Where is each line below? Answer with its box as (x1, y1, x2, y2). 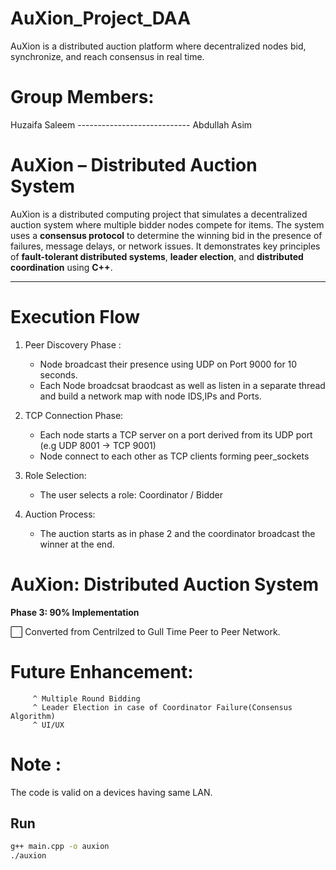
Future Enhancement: (10, 660, 194, 683)
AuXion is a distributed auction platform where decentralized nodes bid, (10, 40, 307, 52)
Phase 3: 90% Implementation (10, 606, 140, 618)
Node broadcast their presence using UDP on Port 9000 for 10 (39, 358, 298, 370)
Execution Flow (10, 306, 140, 328)
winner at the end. (39, 538, 115, 550)
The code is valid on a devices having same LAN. (10, 786, 213, 798)
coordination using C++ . (10, 261, 113, 273)
